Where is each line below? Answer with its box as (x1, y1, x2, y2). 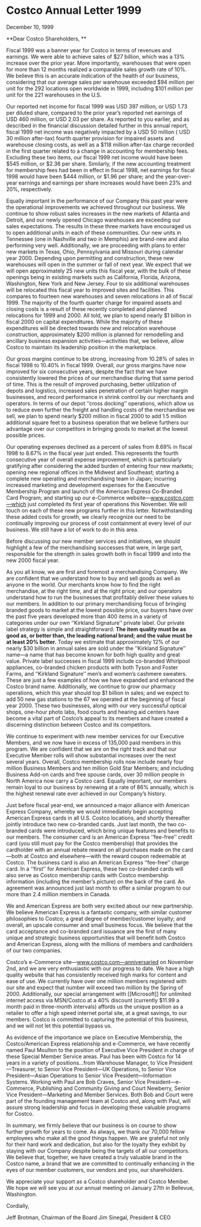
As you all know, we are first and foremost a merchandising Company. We (6, 568, 188, 575)
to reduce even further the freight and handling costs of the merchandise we (6, 406, 195, 413)
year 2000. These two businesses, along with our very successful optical (6, 702, 187, 709)
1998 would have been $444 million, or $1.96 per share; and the (6, 173, 164, 180)
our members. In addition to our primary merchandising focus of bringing (6, 600, 187, 607)
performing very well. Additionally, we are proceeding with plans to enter (6, 241, 185, 249)
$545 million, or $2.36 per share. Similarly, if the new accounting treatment (6, 160, 191, 167)
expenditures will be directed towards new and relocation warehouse (6, 324, 176, 331)
